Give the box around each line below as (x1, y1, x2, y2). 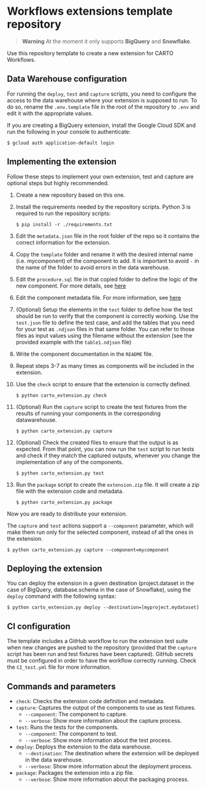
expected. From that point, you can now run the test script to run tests (15, 445, 195, 452)
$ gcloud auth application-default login (7, 140, 115, 146)
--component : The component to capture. (25, 711, 128, 718)
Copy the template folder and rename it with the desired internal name (15, 250, 194, 258)
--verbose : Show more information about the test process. (25, 737, 172, 744)
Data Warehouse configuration (7, 74, 128, 84)
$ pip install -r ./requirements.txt (15, 221, 113, 227)
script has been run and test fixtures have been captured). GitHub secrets (7, 650, 194, 658)
